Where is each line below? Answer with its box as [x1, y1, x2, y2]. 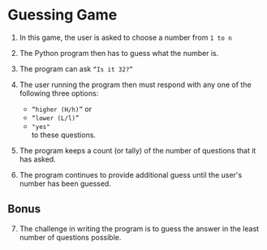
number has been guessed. [19, 179, 111, 188]
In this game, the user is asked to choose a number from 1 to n [19, 32, 232, 42]
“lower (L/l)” [31, 114, 80, 123]
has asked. [19, 154, 56, 164]
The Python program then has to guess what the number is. [19, 48, 219, 58]
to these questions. [31, 130, 97, 140]
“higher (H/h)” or [31, 104, 93, 114]
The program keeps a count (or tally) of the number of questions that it [19, 145, 256, 155]
